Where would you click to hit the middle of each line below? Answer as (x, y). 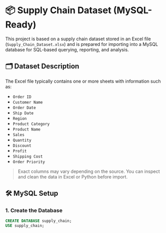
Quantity (22, 140)
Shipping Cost (28, 157)
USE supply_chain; (25, 226)
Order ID (22, 97)
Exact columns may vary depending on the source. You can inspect (89, 171)
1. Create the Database (34, 211)
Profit (20, 151)
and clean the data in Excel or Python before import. (73, 176)
